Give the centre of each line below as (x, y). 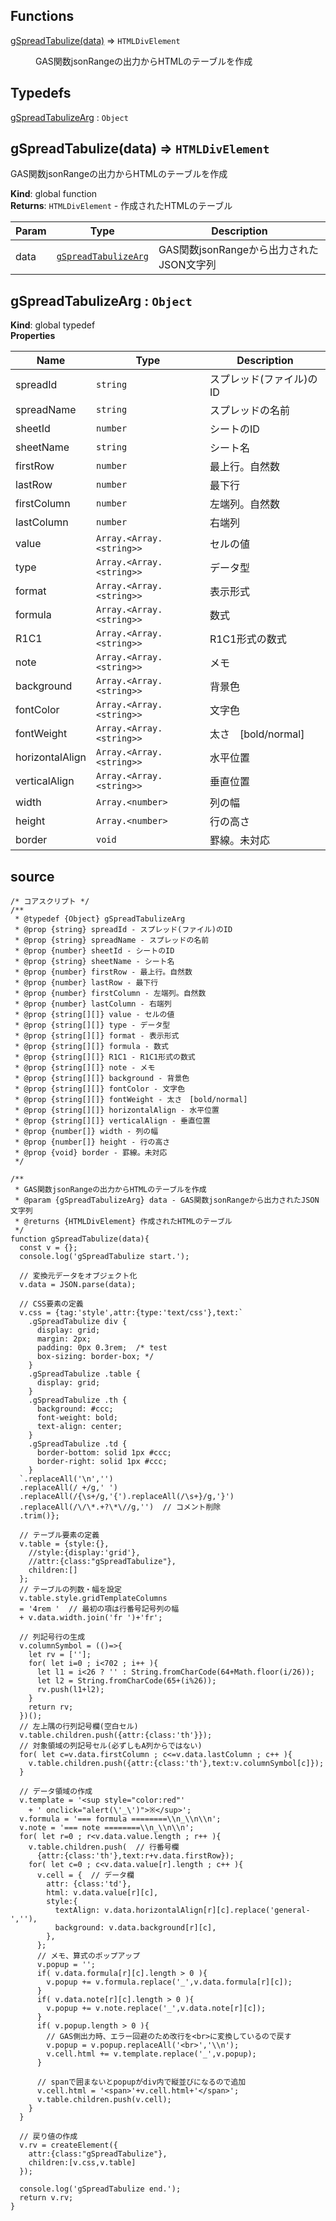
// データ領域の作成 (56, 1792)
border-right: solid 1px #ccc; (102, 1462)
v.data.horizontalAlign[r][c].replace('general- (207, 1910)
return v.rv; (46, 2198)
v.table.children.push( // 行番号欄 (104, 1847)
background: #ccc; (75, 1409)
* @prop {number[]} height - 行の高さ (92, 1142)
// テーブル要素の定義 (59, 1535)
